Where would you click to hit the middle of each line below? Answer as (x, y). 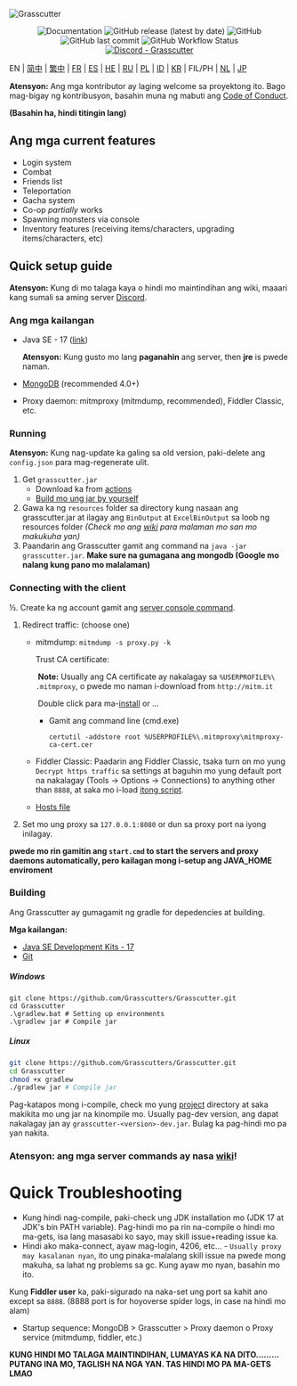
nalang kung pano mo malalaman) (86, 565)
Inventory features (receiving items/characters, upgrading (128, 228)
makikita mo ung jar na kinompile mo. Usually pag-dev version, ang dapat (144, 1114)
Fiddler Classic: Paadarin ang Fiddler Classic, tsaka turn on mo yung (161, 761)
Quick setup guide (61, 266)
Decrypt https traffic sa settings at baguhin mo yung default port (158, 770)
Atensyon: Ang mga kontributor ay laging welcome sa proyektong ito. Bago (148, 86)
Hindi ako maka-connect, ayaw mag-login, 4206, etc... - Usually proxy (152, 1246)
